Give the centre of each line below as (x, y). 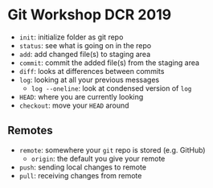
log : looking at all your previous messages (89, 80)
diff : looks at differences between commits (92, 71)
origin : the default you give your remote (98, 158)
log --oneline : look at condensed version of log (111, 88)
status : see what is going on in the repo (85, 45)
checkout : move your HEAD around (74, 105)
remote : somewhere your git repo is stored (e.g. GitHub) (112, 149)
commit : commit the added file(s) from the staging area (109, 63)
